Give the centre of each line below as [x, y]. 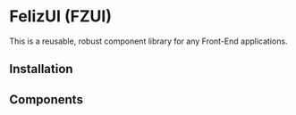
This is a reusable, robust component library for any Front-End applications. [148, 41]
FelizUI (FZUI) [60, 16]
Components [46, 99]
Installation [41, 69]
